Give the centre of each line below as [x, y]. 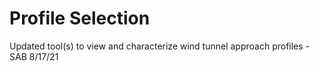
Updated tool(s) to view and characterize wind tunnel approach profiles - [160, 46]
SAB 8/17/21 [34, 56]
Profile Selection [80, 18]
